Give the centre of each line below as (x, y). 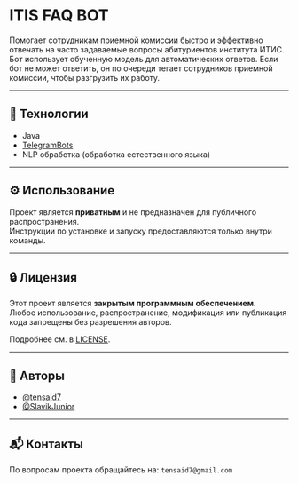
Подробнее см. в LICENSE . (60, 339)
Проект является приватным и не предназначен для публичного (133, 212)
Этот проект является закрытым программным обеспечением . (133, 304)
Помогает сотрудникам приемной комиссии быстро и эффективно (136, 40)
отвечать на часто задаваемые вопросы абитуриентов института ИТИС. (147, 49)
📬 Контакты (47, 444)
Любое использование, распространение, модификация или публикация (148, 313)
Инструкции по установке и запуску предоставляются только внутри (141, 231)
